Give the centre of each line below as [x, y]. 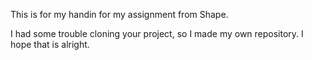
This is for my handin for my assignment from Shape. [119, 14]
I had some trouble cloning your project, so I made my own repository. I [157, 33]
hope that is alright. [50, 44]
